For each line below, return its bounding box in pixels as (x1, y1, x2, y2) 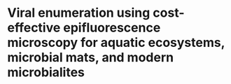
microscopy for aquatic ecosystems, (7, 35, 225, 50)
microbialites (7, 64, 85, 80)
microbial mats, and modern (7, 50, 174, 66)
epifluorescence (62, 20, 161, 36)
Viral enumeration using (7, 5, 150, 21)
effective (7, 20, 61, 36)
